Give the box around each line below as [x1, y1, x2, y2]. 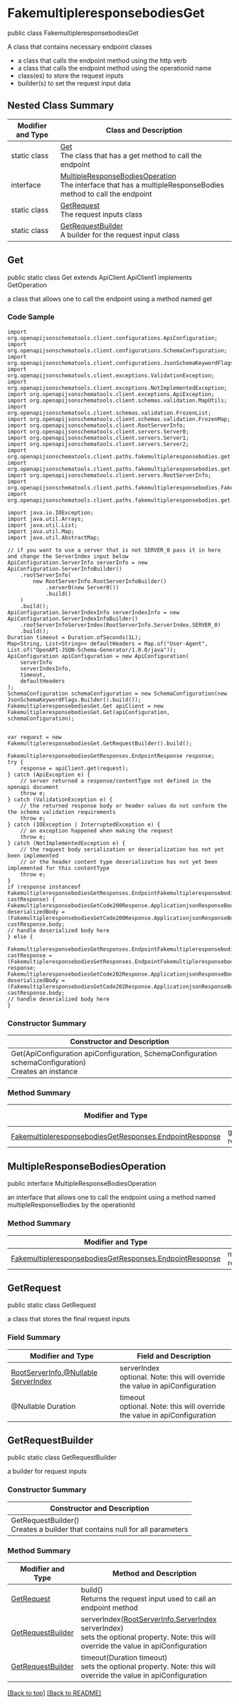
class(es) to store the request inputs [17, 71, 124, 80]
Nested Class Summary [7, 100, 115, 112]
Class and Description [105, 125, 183, 135]
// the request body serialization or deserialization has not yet [20, 846, 224, 853]
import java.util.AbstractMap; [7, 534, 100, 541]
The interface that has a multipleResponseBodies [60, 180, 225, 190]
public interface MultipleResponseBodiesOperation [7, 1179, 156, 1188]
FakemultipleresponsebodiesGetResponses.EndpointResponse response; [7, 752, 215, 760]
